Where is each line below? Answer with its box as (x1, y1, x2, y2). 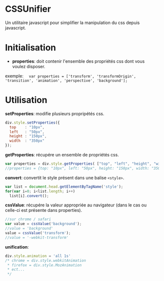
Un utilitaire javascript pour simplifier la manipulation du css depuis (5, 20, 140, 26)
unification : (5, 244, 29, 250)
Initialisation (5, 42, 56, 53)
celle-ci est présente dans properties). (5, 207, 82, 213)
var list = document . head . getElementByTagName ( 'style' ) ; (5, 184, 123, 189)
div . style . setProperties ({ (5, 120, 60, 125)
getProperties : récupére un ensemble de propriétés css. (5, 152, 119, 158)
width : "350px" (9, 138, 45, 143)
